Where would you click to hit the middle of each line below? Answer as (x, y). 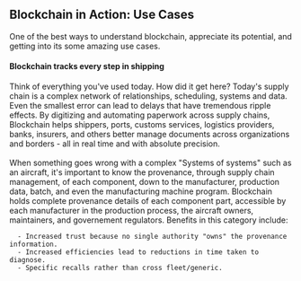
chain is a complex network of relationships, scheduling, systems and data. (148, 96)
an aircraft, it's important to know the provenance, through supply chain (142, 172)
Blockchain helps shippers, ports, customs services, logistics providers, (142, 125)
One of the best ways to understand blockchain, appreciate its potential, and (150, 36)
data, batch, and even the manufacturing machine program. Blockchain (141, 191)
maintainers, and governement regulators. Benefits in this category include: (149, 220)
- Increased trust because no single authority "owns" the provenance (152, 237)
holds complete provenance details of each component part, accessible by (148, 201)
